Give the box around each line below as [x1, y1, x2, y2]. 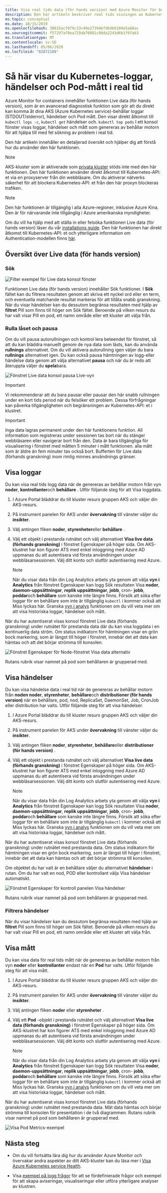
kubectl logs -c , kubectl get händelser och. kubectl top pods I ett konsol [5, 119, 158, 125]
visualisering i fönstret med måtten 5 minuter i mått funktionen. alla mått [5, 443, 153, 449]
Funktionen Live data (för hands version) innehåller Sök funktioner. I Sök [5, 286, 153, 292]
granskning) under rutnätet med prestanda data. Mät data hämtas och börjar [5, 1105, 162, 1111]
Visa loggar [5, 468, 42, 477]
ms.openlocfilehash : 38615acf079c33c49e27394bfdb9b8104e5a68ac [5, 26, 139, 31]
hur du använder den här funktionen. [5, 144, 81, 150]
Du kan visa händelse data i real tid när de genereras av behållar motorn [5, 686, 153, 692]
